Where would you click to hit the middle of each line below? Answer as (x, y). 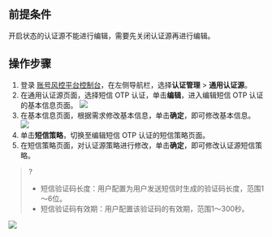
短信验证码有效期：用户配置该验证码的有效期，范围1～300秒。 (145, 209)
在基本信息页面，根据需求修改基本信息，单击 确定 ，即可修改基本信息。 (138, 115)
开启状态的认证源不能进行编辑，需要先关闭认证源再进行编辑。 (112, 36)
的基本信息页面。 (49, 105)
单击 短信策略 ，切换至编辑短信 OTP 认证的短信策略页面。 (114, 135)
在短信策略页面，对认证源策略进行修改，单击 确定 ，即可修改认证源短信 (138, 145)
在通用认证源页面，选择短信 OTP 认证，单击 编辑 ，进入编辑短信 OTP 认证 (142, 95)
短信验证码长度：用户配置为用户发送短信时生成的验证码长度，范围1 (152, 188)
